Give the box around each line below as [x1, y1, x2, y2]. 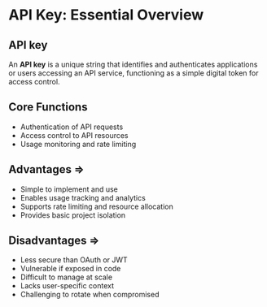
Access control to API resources [20, 130, 129, 140]
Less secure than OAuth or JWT [20, 255, 128, 265]
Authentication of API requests [20, 122, 124, 132]
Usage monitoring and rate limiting [20, 139, 137, 149]
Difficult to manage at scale [20, 272, 112, 282]
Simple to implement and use [20, 184, 118, 194]
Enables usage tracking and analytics [20, 192, 147, 202]
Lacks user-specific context [20, 281, 115, 291]
